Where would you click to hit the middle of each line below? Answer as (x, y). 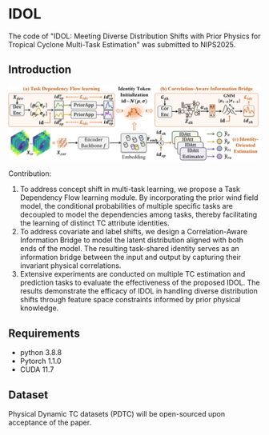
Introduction (40, 70)
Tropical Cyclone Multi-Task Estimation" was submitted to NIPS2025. (122, 44)
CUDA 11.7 (37, 369)
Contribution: (30, 174)
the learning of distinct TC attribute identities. (94, 223)
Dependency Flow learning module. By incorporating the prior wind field (139, 198)
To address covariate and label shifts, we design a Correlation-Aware (134, 232)
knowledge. (39, 308)
